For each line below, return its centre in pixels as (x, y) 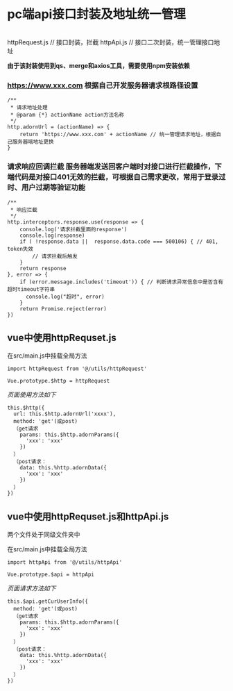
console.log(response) (52, 235)
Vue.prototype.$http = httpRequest (59, 381)
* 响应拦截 (24, 210)
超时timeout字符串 (31, 289)
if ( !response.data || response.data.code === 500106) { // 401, (119, 241)
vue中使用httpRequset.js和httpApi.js (88, 516)
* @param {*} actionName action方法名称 (67, 115)
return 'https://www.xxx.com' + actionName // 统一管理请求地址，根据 (118, 135)
